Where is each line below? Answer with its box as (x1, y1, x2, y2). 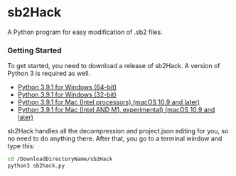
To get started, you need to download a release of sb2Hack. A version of (7, 62, 220, 70)
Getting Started (7, 45, 62, 55)
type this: (7, 142, 36, 150)
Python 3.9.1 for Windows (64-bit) (17, 83, 117, 92)
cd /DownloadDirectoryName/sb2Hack (7, 155, 113, 163)
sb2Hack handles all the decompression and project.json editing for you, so (7, 127, 229, 136)
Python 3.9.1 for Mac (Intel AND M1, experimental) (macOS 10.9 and (17, 106, 215, 114)
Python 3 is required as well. (7, 69, 91, 78)
